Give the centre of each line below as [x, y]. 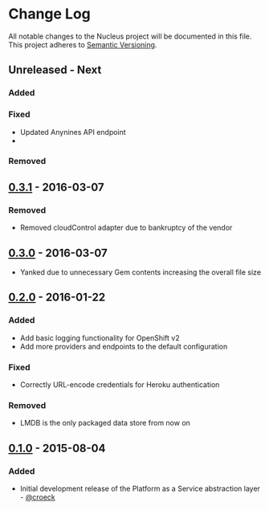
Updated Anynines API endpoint [73, 132]
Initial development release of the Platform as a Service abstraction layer [140, 488]
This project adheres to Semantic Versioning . [83, 44]
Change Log [49, 14]
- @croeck [37, 497]
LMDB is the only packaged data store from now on [105, 423]
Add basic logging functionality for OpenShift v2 [100, 337]
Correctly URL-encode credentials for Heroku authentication [120, 384]
